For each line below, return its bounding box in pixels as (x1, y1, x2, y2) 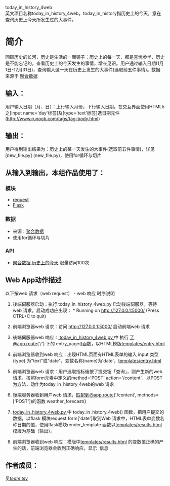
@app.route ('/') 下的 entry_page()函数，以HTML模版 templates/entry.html (12, 340, 165, 346)
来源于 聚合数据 (5, 73, 38, 79)
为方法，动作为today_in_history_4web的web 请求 (12, 381, 114, 387)
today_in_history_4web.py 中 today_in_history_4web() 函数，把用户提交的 (12, 409, 164, 415)
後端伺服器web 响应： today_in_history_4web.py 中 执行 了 (12, 334, 135, 340)
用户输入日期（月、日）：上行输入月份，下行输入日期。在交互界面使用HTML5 (5, 103, 165, 109)
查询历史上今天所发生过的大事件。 (5, 17, 76, 22)
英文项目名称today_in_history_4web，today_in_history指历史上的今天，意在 (5, 10, 161, 16)
